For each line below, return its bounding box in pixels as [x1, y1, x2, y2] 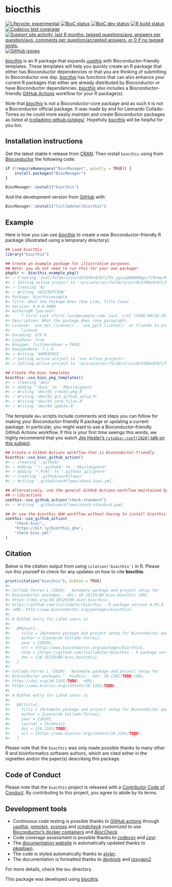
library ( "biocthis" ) [5, 252, 50, 257]
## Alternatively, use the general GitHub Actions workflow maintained [5, 488, 161, 493]
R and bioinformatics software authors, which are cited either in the [5, 750, 147, 756]
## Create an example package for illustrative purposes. [5, 261, 132, 266]
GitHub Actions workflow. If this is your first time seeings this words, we [5, 429, 157, 435]
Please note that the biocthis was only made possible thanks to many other [5, 745, 165, 751]
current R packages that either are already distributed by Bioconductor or [5, 79, 160, 86]
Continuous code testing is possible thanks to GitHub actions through [12, 818, 160, 824]
